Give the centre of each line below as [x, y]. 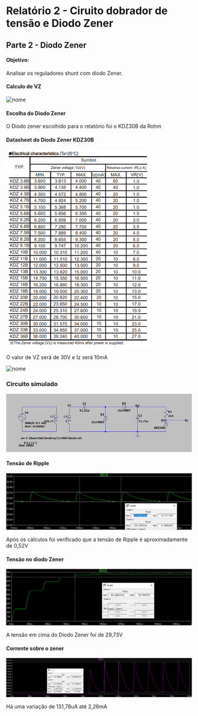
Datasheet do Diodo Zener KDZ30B [50, 140]
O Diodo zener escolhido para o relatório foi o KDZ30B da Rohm [84, 126]
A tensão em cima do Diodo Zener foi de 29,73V [65, 635]
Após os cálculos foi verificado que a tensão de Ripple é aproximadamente [97, 539]
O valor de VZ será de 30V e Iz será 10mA [57, 357]
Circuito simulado [32, 384]
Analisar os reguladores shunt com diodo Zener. [64, 73]
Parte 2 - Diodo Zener [46, 45]
